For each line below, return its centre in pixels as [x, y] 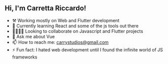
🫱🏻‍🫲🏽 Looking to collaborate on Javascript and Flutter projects [78, 31]
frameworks [25, 57]
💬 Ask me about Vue [33, 36]
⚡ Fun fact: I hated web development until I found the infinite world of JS [87, 49]
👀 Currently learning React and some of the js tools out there [75, 26]
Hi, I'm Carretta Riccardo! [46, 8]
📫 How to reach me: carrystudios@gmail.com [60, 42]
